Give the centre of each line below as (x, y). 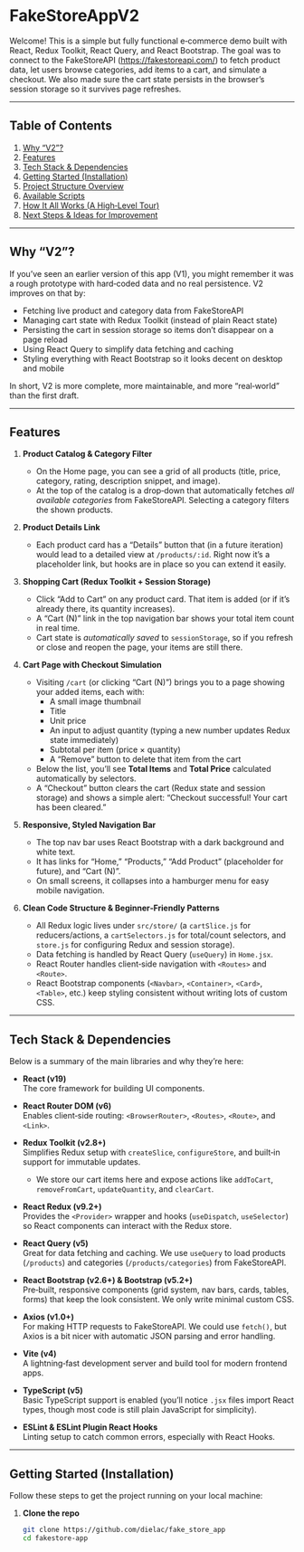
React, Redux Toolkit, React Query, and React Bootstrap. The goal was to (145, 50)
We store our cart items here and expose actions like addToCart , (155, 1180)
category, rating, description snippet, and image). (128, 481)
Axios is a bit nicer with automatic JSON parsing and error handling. (149, 1337)
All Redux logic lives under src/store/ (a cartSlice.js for (143, 926)
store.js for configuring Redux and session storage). (135, 945)
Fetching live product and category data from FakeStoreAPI (133, 310)
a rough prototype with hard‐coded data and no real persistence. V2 (137, 283)
